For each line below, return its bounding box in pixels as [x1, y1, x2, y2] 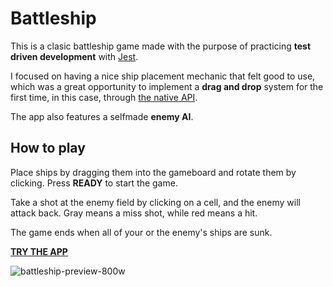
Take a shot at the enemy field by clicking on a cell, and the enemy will [10, 196, 301, 208]
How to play [10, 140, 86, 157]
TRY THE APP [10, 245, 68, 257]
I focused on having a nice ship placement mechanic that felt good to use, [10, 70, 316, 82]
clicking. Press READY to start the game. [10, 177, 178, 189]
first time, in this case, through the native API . [10, 91, 198, 103]
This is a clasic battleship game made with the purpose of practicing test [10, 40, 312, 52]
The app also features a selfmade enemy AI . [10, 110, 194, 122]
